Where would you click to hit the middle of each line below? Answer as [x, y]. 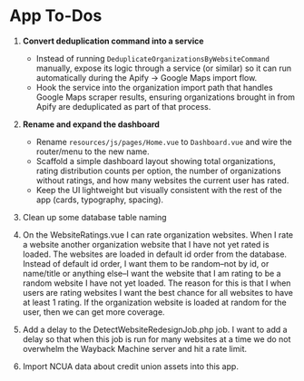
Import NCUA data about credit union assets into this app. [130, 366]
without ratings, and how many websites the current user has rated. [162, 180]
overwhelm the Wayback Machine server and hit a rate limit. [135, 348]
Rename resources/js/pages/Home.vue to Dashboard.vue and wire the [164, 142]
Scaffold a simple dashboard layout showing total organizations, [156, 161]
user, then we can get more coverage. [93, 312]
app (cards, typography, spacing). [100, 200]
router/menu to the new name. [93, 151]
